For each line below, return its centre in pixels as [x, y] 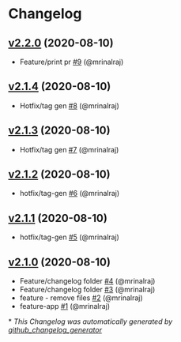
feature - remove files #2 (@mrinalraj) [81, 298]
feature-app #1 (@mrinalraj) [65, 306]
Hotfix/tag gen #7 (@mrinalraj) [69, 149]
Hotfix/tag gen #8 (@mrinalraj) [70, 105]
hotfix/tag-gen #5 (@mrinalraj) [70, 237]
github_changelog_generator [55, 330]
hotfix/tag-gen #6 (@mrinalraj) [70, 194]
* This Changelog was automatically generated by [90, 321]
